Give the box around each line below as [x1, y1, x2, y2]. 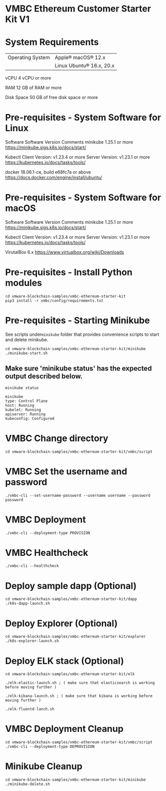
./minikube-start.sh [5, 351, 48, 356]
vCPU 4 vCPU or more [5, 75, 51, 81]
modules [5, 277, 42, 289]
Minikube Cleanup [5, 761, 83, 772]
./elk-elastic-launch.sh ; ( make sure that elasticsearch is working [5, 680, 155, 685]
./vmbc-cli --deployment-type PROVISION [5, 530, 91, 535]
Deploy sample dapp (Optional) [5, 580, 137, 591]
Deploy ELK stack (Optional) [5, 655, 124, 666]
